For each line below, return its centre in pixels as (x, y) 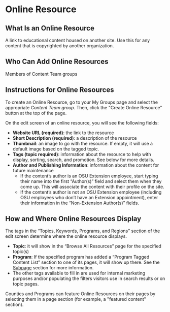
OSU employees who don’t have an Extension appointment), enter (89, 197)
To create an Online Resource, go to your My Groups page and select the (82, 102)
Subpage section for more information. (53, 268)
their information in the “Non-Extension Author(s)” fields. (80, 203)
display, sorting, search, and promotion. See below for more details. (83, 160)
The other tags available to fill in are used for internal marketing (79, 273)
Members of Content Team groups (41, 74)
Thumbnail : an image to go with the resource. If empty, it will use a (83, 143)
